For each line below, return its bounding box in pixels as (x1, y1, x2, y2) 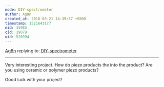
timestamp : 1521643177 (5, 21, 51, 26)
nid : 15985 (5, 25, 27, 30)
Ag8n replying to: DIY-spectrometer (5, 47, 77, 54)
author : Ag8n (5, 12, 32, 17)
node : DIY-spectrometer (5, 7, 54, 12)
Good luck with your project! (5, 76, 62, 82)
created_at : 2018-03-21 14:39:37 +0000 (5, 16, 86, 21)
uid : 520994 (5, 35, 29, 40)
